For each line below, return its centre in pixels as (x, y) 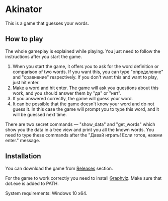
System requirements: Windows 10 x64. (46, 193)
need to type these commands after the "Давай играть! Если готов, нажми (84, 135)
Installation (23, 156)
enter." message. (23, 140)
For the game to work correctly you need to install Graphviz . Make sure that (83, 178)
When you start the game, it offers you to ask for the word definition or (86, 66)
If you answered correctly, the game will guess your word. (73, 98)
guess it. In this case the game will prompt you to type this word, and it (86, 109)
